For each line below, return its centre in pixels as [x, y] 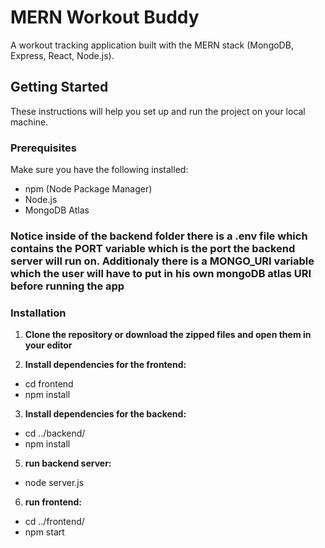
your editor [48, 345]
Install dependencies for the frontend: [105, 365]
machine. [29, 122]
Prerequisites [43, 148]
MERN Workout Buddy [105, 17]
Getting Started [59, 87]
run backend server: [68, 463]
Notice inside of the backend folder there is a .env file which [159, 236]
